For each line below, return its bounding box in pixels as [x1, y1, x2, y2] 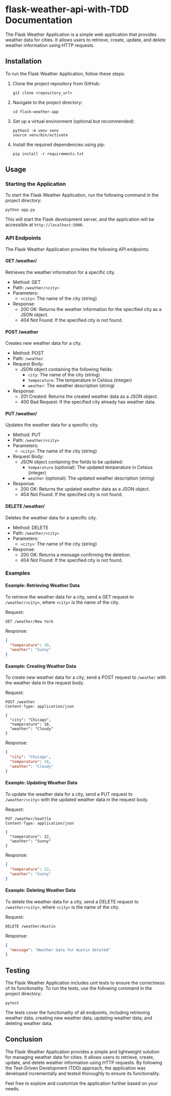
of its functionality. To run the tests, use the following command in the [5, 985, 152, 991]
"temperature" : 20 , [10, 642, 52, 648]
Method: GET [12, 279, 41, 285]
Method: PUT [12, 432, 41, 438]
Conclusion [5, 1035, 43, 1044]
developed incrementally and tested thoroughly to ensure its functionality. [5, 1070, 161, 1076]
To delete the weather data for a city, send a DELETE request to [5, 898, 139, 904]
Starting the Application [5, 180, 66, 187]
